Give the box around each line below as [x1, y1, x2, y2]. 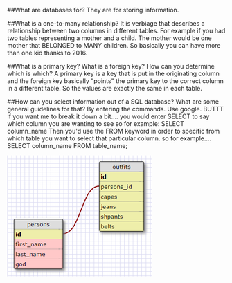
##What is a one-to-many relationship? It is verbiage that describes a [7, 19, 206, 27]
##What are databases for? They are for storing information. [7, 6, 179, 14]
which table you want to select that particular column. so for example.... [7, 134, 212, 143]
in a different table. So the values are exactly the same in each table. [7, 84, 203, 92]
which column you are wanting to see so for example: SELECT [7, 120, 185, 127]
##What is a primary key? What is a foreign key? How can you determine [7, 62, 215, 70]
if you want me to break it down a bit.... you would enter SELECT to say [7, 112, 210, 120]
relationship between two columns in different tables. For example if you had [7, 27, 226, 35]
